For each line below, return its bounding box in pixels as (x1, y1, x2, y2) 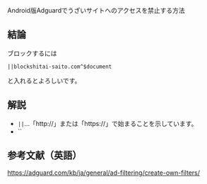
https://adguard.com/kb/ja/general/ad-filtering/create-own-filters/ (7, 168, 200, 177)
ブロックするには (7, 49, 57, 57)
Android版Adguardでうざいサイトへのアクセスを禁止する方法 (7, 6, 185, 14)
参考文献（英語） (7, 149, 82, 161)
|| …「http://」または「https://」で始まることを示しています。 (17, 119, 198, 127)
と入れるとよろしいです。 (7, 76, 81, 85)
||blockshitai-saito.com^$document (7, 63, 112, 70)
